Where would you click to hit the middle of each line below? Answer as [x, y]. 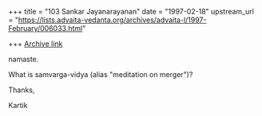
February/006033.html [46, 28]
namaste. [24, 59]
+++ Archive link [36, 44]
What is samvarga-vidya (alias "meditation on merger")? [101, 74]
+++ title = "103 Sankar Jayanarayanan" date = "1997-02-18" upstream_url [131, 12]
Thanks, [22, 90]
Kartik [18, 105]
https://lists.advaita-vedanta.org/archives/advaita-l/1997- [112, 20]
